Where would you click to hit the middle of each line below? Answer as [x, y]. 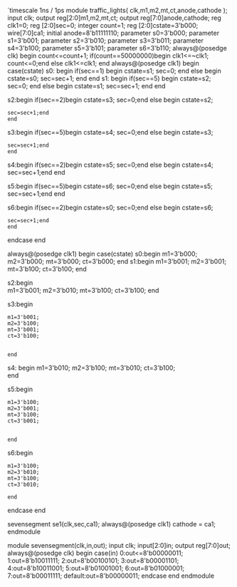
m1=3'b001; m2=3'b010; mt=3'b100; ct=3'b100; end [83, 290]
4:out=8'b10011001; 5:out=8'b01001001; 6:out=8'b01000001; [96, 568]
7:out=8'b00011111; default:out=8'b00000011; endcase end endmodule [111, 576]
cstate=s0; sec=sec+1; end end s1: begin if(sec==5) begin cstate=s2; [109, 78]
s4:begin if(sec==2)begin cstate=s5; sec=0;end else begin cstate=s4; [110, 165]
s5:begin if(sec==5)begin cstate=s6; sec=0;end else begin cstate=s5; [110, 186]
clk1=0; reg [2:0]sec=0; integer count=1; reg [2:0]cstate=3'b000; [103, 25]
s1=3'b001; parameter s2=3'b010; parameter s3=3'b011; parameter [106, 41]
